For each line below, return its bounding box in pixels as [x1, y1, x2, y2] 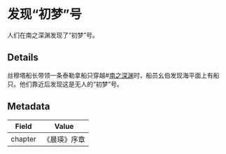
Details [7, 52, 38, 64]
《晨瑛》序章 [43, 134, 85, 144]
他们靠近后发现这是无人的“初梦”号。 [19, 80, 124, 88]
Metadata [7, 101, 50, 113]
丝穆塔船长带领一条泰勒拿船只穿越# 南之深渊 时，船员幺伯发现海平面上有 [7, 71, 213, 79]
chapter [10, 134, 36, 143]
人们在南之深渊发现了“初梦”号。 [7, 31, 99, 39]
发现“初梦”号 [7, 6, 83, 22]
